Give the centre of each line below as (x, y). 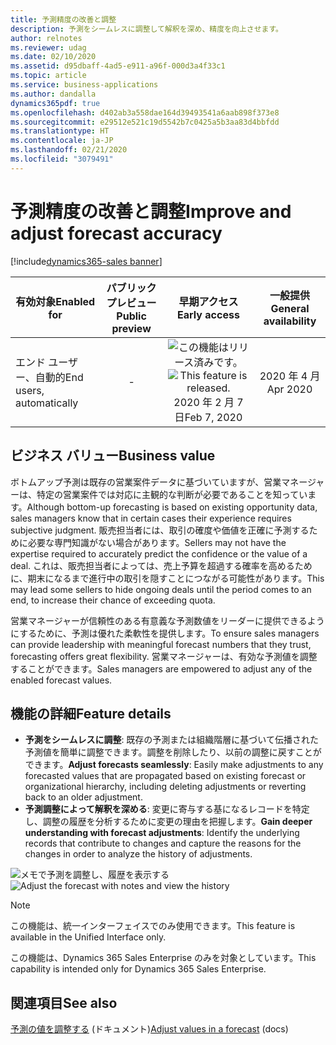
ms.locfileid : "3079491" (62, 159)
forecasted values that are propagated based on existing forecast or (165, 776)
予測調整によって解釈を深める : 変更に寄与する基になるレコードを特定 (167, 809)
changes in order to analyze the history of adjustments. (138, 854)
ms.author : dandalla (53, 94)
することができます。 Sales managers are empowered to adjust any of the (161, 668)
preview (131, 328)
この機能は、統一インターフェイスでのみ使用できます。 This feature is (153, 926)
